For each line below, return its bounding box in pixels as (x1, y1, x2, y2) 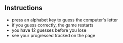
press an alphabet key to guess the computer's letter (11, 17, 118, 22)
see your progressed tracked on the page (11, 32, 96, 38)
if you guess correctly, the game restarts (11, 22, 94, 28)
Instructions (4, 4, 42, 12)
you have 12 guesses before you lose (11, 27, 86, 33)
